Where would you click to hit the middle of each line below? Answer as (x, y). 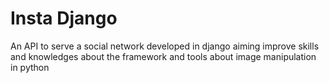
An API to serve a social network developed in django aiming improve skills (165, 46)
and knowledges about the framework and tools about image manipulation (163, 56)
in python (30, 67)
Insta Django (64, 18)
